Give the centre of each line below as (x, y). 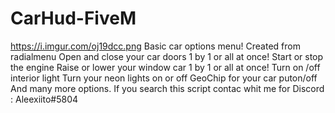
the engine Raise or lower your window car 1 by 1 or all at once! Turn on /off (165, 67)
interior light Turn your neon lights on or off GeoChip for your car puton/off (164, 78)
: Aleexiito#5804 (44, 99)
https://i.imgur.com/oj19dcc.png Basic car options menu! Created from (155, 46)
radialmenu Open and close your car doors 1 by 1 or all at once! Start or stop (167, 56)
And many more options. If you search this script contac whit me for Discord (167, 88)
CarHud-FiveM (73, 18)
